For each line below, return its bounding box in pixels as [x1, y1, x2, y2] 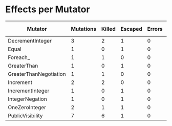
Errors [147, 25, 163, 32]
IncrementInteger [8, 87, 50, 94]
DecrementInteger [8, 37, 52, 44]
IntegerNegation [8, 95, 47, 102]
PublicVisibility [8, 112, 43, 119]
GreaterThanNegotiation [8, 70, 66, 77]
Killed [101, 25, 116, 32]
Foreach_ [8, 54, 30, 61]
